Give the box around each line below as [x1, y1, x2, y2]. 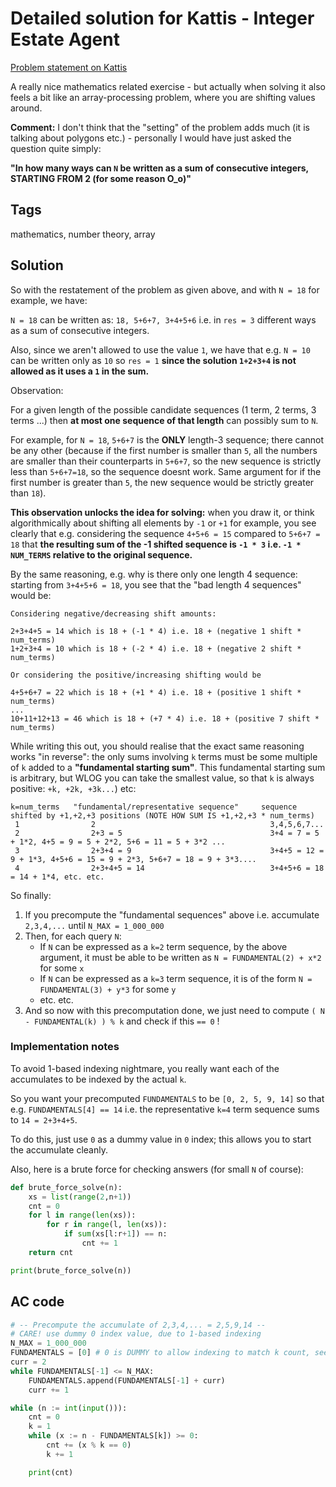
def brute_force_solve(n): [10, 1182, 123, 1192]
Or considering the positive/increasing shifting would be [10, 670, 262, 680]
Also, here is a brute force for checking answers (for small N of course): [10, 1163, 304, 1175]
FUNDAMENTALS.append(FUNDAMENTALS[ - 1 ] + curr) [28, 1375, 226, 1386]
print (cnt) [28, 1467, 74, 1477]
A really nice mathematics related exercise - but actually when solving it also [10, 80, 326, 92]
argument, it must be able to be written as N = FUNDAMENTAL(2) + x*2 [39, 951, 322, 963]
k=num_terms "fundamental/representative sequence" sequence [10, 802, 298, 812]
